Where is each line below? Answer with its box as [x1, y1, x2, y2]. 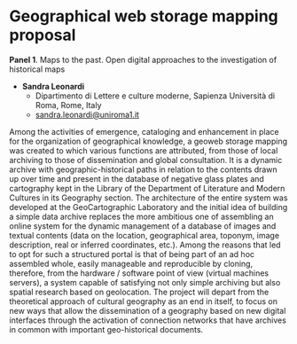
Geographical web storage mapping [9, 6, 279, 27]
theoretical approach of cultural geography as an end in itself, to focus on [9, 295, 277, 307]
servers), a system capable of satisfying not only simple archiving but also [9, 277, 281, 287]
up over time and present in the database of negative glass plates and [9, 173, 264, 184]
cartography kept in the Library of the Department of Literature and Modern [9, 183, 285, 193]
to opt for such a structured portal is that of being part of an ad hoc [9, 248, 255, 259]
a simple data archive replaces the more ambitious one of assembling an [9, 211, 274, 222]
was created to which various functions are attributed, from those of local [9, 145, 278, 156]
